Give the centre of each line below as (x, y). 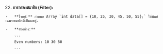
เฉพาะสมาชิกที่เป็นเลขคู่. (22, 21)
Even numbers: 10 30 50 (38, 42)
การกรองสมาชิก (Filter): (33, 7)
